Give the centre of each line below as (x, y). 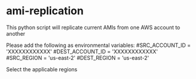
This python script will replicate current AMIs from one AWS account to (93, 27)
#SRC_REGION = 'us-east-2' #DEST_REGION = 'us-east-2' (78, 58)
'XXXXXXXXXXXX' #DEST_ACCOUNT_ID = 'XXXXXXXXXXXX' (82, 51)
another (16, 33)
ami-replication (45, 11)
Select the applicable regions (42, 69)
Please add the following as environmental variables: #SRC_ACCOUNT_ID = (99, 45)
